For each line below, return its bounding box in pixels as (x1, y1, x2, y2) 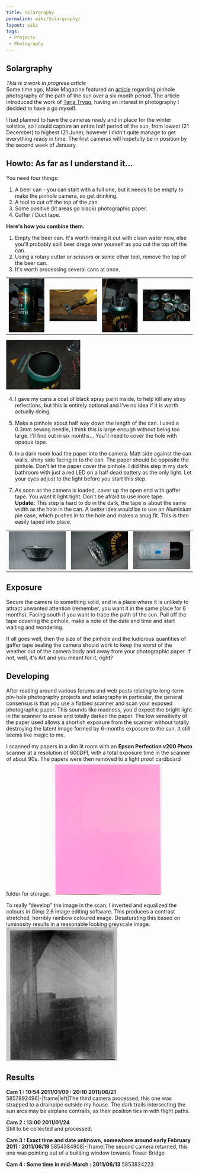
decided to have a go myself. (6, 105, 77, 112)
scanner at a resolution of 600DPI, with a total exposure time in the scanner (6, 749, 191, 756)
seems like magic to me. (6, 731, 65, 738)
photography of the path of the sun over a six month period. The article (6, 92, 180, 99)
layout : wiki (6, 22, 38, 28)
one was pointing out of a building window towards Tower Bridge (6, 1149, 165, 1156)
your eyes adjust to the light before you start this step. (14, 475, 147, 482)
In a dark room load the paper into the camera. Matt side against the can (14, 450, 191, 457)
